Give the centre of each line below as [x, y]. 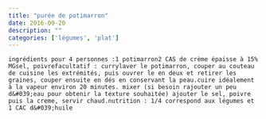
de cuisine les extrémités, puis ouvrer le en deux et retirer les [123, 73]
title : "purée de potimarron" [59, 15]
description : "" [35, 30]
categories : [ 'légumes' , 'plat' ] [64, 38]
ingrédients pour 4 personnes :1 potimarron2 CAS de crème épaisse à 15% [133, 59]
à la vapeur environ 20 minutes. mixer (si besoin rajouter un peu [123, 87]
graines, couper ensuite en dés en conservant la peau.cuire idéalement [131, 80]
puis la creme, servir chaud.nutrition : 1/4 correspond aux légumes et [131, 101]
